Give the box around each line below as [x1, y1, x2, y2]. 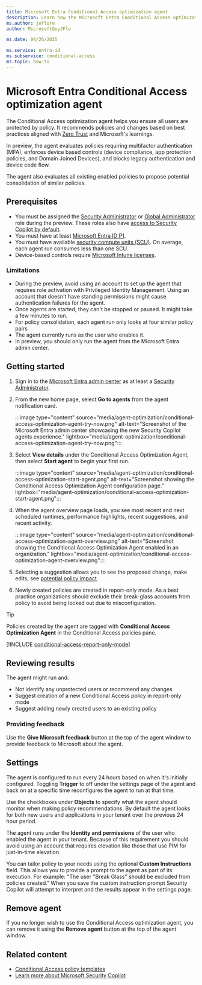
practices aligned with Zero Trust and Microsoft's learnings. [6, 130, 155, 138]
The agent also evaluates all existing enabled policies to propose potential [6, 173, 189, 180]
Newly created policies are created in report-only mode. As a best [14, 586, 179, 594]
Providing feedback [6, 720, 65, 729]
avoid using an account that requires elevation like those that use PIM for [6, 842, 187, 849]
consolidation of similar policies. [6, 179, 86, 186]
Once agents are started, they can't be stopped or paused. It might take [14, 305, 193, 312]
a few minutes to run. [14, 312, 68, 319]
